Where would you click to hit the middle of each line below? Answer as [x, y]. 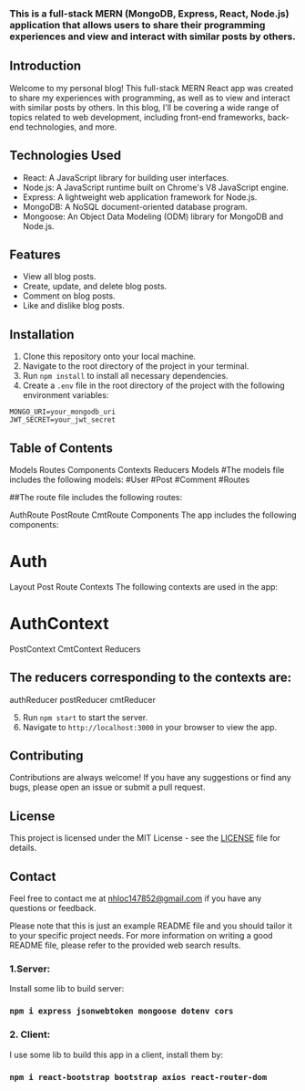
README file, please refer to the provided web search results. [125, 945]
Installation [42, 335]
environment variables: [66, 395]
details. [23, 848]
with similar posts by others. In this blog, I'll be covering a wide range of [144, 107]
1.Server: [30, 969]
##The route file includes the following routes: [96, 497]
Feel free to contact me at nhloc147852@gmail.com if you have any [136, 898]
